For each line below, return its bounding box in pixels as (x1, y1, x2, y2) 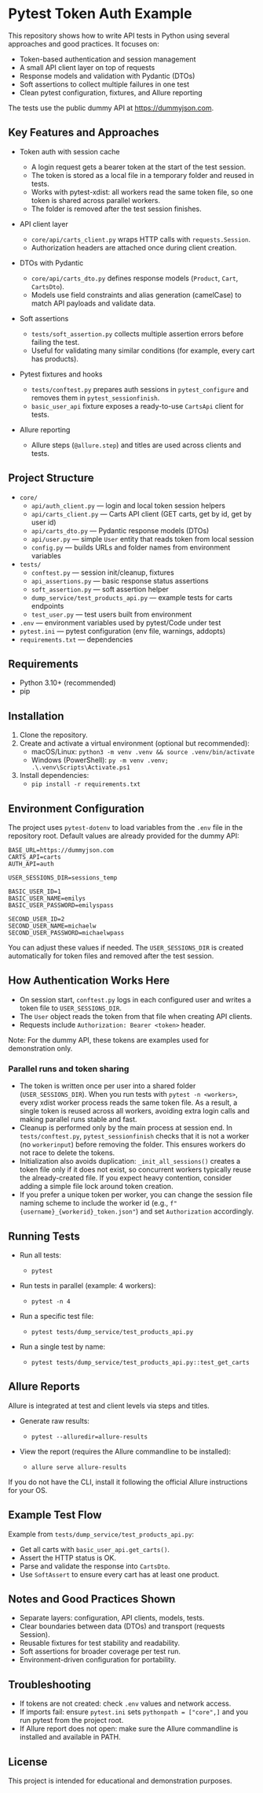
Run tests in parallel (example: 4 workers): (19, 1280, 156, 1290)
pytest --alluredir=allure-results (31, 1432, 148, 1441)
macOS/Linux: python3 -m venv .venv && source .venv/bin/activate (31, 747, 255, 757)
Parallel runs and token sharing (8, 1063, 130, 1074)
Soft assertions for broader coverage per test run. (19, 1647, 181, 1656)
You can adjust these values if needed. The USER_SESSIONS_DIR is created (8, 943, 244, 952)
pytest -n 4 (31, 1297, 71, 1306)
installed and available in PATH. (19, 1732, 121, 1742)
